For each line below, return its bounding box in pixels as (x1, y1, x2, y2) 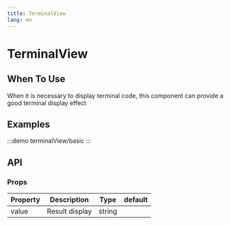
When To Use (7, 73, 66, 85)
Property (10, 195, 41, 204)
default (124, 195, 148, 204)
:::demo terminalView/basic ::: (7, 137, 91, 145)
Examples (7, 118, 50, 130)
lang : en (7, 16, 32, 23)
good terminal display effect (7, 99, 87, 107)
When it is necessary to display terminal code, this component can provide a (7, 91, 224, 99)
